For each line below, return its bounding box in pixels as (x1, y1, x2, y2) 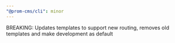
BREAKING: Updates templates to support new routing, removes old (6, 24, 170, 31)
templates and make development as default (6, 30, 113, 37)
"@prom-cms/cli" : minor (6, 8, 64, 14)
